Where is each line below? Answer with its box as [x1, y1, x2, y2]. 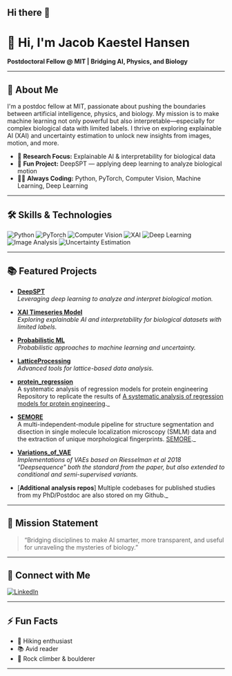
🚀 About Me [7, 84, 59, 95]
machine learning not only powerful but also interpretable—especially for [7, 117, 215, 125]
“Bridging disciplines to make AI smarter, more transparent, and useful [23, 536, 224, 544]
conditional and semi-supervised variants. [17, 470, 138, 479]
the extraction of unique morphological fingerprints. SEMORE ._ [17, 434, 196, 443]
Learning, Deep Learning [17, 182, 88, 190]
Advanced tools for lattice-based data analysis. [17, 364, 154, 372]
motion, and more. [7, 139, 59, 147]
